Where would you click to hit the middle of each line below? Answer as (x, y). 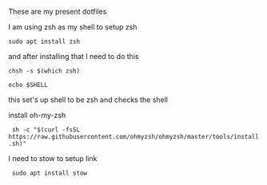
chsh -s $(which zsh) (44, 71)
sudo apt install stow (50, 173)
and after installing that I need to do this (74, 56)
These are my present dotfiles (58, 12)
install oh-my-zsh (37, 115)
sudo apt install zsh (44, 41)
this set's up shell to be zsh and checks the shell (88, 100)
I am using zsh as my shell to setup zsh (73, 27)
